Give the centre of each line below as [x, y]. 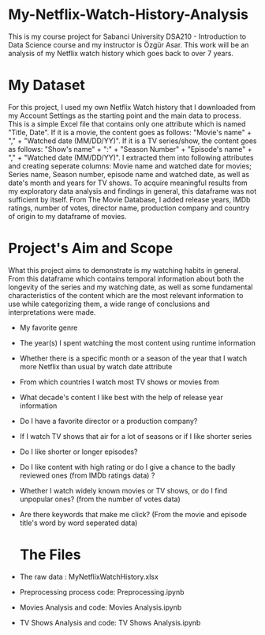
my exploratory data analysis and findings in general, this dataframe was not [132, 191]
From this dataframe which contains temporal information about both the [126, 278]
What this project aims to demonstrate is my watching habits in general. [125, 270]
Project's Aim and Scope [91, 249]
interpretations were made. [52, 312]
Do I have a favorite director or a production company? [108, 421]
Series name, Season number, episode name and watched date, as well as [129, 174]
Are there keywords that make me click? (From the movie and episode [133, 514]
